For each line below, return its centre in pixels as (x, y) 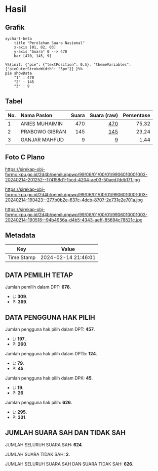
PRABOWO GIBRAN (43, 131)
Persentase (137, 115)
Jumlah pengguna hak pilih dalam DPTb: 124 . (51, 354)
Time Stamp (22, 257)
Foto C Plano (25, 157)
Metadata (20, 235)
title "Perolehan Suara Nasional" (49, 43)
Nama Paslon (37, 115)
